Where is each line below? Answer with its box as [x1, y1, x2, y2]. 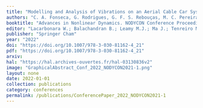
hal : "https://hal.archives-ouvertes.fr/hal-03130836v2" [6, 59, 153, 65]
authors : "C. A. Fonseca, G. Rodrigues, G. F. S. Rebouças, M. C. [6, 14, 177, 20]
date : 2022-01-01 [6, 76, 50, 82]
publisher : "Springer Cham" [6, 31, 77, 37]
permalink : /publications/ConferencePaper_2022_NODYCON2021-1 [6, 92, 166, 98]
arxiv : [6, 53, 23, 59]
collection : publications [6, 82, 71, 88]
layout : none [6, 70, 39, 76]
